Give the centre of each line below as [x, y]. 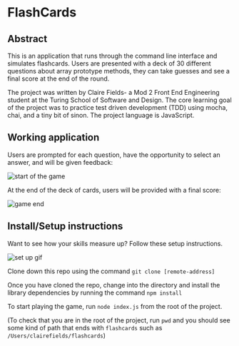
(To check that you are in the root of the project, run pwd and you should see [119, 320]
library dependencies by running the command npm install [95, 292]
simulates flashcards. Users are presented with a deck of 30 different [110, 63]
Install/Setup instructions [65, 227]
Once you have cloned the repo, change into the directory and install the [114, 285]
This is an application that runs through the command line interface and [112, 56]
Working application [54, 137]
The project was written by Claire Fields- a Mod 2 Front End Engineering [113, 92]
